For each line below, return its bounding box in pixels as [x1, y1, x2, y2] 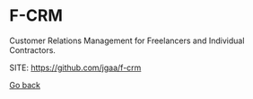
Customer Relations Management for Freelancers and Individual [9, 35, 245, 46]
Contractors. [9, 44, 57, 55]
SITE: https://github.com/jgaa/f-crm [9, 62, 142, 73]
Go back [9, 79, 41, 90]
